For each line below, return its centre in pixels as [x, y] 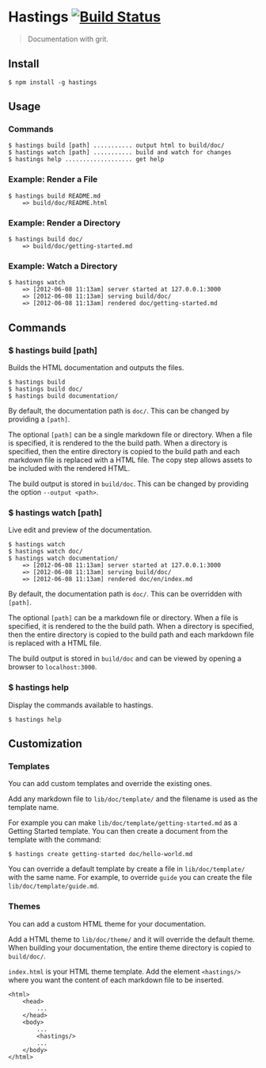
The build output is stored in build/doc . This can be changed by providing [129, 484]
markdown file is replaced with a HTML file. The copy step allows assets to [130, 460]
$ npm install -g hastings [53, 82]
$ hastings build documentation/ [63, 396]
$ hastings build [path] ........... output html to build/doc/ [116, 146]
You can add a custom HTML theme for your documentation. [107, 923]
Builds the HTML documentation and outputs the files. [96, 368]
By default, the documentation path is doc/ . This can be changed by [119, 411]
